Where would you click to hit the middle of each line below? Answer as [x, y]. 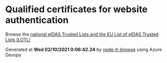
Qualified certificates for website [76, 9]
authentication [37, 20]
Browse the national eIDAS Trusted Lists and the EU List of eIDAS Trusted [82, 34]
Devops [13, 55]
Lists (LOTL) [18, 40]
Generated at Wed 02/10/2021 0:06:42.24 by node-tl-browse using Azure [84, 49]
